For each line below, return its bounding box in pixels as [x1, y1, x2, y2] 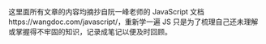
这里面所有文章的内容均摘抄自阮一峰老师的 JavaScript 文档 [8, 7, 205, 16]
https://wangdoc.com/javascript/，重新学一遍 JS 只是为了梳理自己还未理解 [8, 17, 259, 26]
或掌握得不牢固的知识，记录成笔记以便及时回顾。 [8, 27, 172, 36]
